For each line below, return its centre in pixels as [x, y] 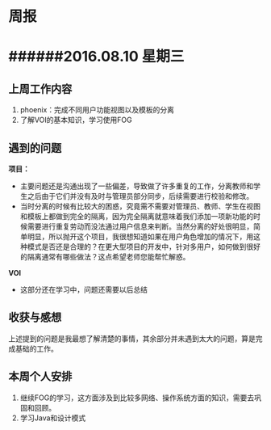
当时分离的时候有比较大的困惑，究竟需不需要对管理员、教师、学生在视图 [140, 206]
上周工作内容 [40, 89]
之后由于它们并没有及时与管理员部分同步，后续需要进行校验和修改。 [140, 196]
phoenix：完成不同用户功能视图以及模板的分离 [97, 110]
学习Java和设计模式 [53, 418]
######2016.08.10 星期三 [96, 57]
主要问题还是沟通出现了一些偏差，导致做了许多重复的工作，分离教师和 [137, 186]
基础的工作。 [36, 348]
